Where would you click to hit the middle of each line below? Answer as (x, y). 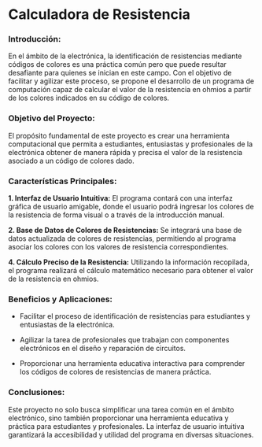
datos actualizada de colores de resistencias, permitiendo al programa (122, 238)
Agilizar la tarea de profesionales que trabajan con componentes (124, 340)
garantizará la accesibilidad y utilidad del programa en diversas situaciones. (131, 434)
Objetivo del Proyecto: (52, 118)
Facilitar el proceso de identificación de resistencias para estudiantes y (135, 316)
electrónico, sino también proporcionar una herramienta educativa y (118, 418)
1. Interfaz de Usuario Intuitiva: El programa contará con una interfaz (121, 198)
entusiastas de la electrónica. (67, 325)
